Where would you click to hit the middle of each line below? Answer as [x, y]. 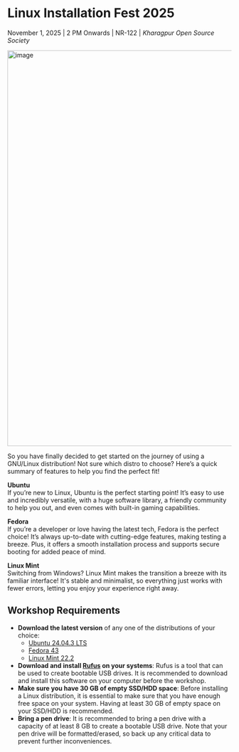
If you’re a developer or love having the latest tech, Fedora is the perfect [113, 529]
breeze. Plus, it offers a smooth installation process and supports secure [113, 544]
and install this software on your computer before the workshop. [112, 680]
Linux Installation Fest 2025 [91, 13]
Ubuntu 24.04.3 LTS [58, 642]
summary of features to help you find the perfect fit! [84, 471]
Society [18, 40]
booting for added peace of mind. [57, 551]
